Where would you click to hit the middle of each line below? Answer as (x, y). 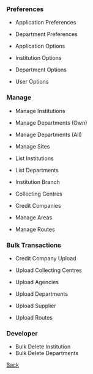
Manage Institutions (40, 111)
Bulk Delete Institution (43, 346)
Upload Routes (34, 317)
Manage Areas (34, 217)
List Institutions (34, 158)
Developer (22, 333)
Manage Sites (32, 146)
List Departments (37, 170)
